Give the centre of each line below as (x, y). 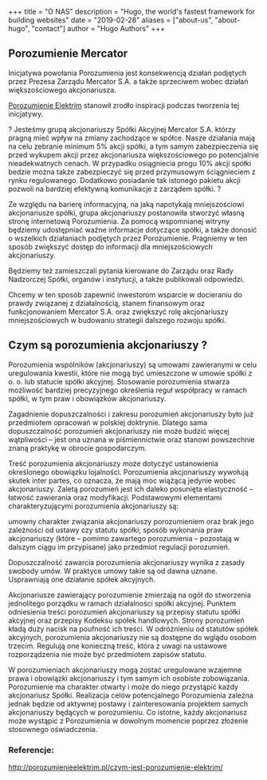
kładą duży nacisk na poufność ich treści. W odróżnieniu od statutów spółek (133, 629)
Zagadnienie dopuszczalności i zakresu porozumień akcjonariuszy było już (131, 414)
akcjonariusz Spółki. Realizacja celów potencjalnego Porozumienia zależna (131, 695)
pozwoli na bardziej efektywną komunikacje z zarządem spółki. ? (115, 189)
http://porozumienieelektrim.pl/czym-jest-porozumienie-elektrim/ (116, 767)
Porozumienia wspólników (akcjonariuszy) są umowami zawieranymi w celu (133, 364)
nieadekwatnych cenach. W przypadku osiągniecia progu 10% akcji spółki (130, 163)
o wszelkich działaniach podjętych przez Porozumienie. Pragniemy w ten (128, 238)
